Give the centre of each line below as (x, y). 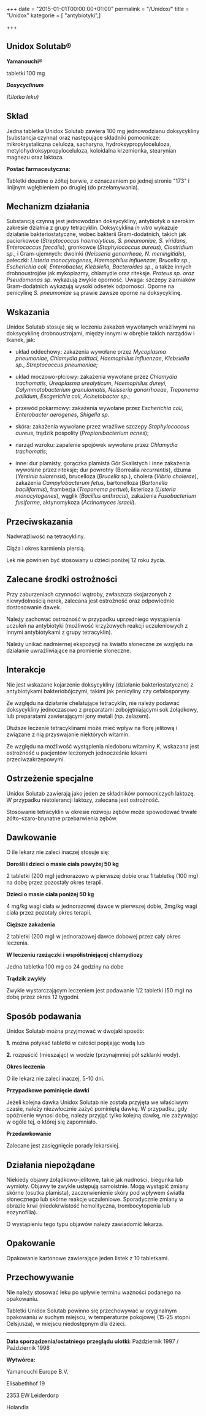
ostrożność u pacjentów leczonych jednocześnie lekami (77, 753)
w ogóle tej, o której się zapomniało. (52, 1122)
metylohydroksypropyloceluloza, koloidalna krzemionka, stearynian (91, 150)
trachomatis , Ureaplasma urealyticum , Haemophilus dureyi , (91, 383)
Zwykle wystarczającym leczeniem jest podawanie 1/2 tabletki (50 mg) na (99, 991)
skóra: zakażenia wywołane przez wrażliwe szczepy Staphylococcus (102, 427)
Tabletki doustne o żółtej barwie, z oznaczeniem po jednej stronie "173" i (98, 181)
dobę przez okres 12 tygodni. (43, 997)
